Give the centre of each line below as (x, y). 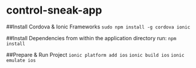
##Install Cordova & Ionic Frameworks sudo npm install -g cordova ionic (98, 27)
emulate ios (21, 60)
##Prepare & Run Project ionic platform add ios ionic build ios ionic (95, 54)
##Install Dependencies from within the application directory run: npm (91, 38)
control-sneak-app (54, 10)
